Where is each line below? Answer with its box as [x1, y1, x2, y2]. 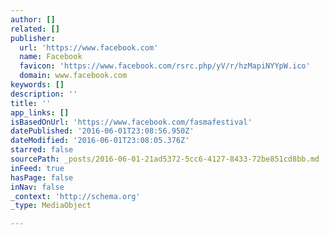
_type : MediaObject [10, 201, 92, 211]
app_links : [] [10, 107, 70, 118]
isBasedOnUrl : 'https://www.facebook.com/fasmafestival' [10, 117, 253, 127]
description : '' [10, 89, 78, 99]
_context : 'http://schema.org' [10, 191, 141, 201]
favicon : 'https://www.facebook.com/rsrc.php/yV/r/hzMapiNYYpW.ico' [19, 61, 311, 71]
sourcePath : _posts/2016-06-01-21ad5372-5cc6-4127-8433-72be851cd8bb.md [10, 154, 320, 164]
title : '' [10, 98, 52, 108]
